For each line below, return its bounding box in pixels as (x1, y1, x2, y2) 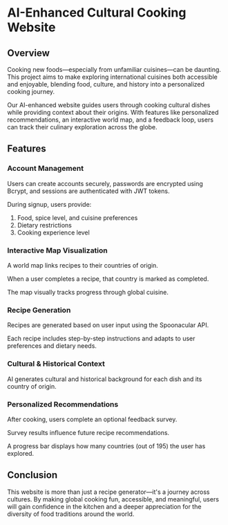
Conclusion (7, 469, 58, 481)
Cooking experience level (17, 228, 90, 237)
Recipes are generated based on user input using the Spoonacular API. (7, 321, 209, 329)
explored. (7, 449, 35, 457)
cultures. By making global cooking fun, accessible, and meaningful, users (7, 495, 220, 503)
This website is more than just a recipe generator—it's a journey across (7, 488, 210, 496)
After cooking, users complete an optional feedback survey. (7, 415, 178, 423)
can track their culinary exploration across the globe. (7, 123, 158, 131)
